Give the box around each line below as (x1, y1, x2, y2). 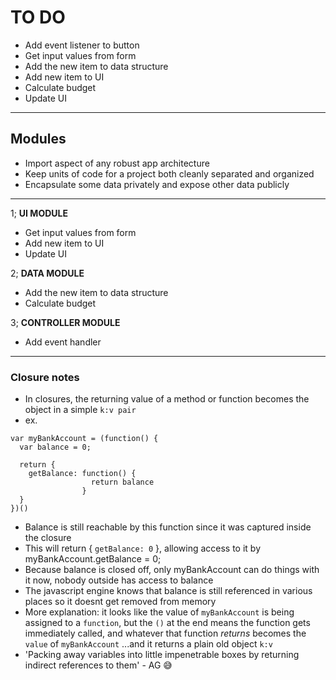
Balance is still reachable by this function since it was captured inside (24, 521, 312, 533)
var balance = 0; (19, 442, 92, 453)
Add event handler (24, 336, 102, 348)
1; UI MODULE (10, 207, 68, 219)
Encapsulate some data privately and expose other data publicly (24, 178, 290, 190)
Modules (10, 131, 67, 148)
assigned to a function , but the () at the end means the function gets (24, 617, 311, 629)
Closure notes (10, 370, 80, 384)
